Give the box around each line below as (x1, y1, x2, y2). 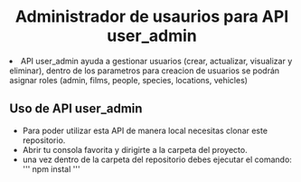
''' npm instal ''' (22, 163, 80, 174)
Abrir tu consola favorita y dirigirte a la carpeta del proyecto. (22, 144, 248, 155)
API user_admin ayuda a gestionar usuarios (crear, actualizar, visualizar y (21, 55, 293, 66)
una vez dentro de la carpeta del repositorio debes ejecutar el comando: (22, 154, 292, 165)
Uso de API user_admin (9, 101, 143, 117)
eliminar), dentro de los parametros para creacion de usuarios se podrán (9, 65, 280, 76)
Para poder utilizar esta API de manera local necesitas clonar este (22, 125, 268, 136)
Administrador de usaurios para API (14, 6, 289, 27)
